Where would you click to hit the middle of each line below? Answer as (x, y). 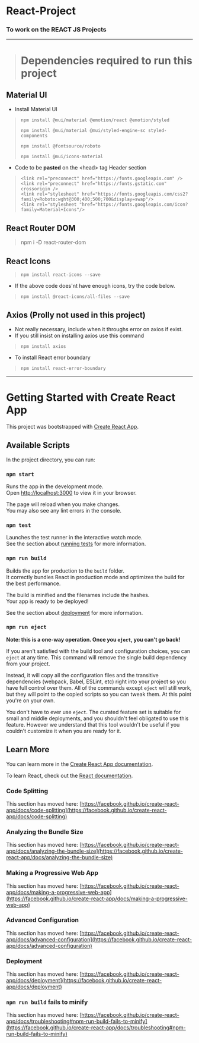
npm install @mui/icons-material (62, 157)
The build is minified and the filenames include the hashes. (78, 595)
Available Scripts (38, 445)
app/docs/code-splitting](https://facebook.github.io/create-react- (86, 810)
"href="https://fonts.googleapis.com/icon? (134, 205)
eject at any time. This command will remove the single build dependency (97, 657)
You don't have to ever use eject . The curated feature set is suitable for (94, 712)
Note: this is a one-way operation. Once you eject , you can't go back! (93, 639)
